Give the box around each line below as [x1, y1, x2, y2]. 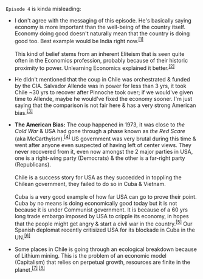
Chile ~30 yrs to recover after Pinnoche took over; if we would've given [14, 89, 193, 96]
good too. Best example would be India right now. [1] [14, 36, 144, 44]
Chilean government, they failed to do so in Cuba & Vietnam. [14, 180, 166, 187]
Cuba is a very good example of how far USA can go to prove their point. [14, 193, 197, 200]
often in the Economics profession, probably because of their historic [14, 57, 188, 64]
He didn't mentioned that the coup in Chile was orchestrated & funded [14, 76, 190, 83]
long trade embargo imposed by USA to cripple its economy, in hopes [14, 212, 189, 219]
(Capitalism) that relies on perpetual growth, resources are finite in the [14, 258, 191, 266]
